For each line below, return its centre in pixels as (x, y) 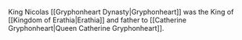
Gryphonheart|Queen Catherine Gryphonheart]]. (86, 28)
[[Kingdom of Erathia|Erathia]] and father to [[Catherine (97, 20)
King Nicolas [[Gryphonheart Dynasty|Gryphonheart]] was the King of (121, 12)
